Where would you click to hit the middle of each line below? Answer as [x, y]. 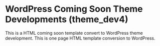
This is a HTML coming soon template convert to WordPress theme [74, 33]
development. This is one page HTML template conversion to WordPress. [80, 38]
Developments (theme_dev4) [67, 19]
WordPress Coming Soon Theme [74, 9]
